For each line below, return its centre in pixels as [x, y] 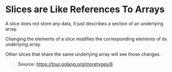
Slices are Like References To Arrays [85, 9]
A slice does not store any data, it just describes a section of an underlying [84, 23]
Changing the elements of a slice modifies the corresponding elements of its [86, 39]
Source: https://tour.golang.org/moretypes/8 [65, 64]
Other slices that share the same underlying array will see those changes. [83, 54]
